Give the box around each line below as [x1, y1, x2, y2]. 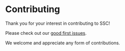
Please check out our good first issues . [5, 30, 87, 36]
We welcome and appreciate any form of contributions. [5, 39, 120, 46]
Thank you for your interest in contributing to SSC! [5, 20, 110, 26]
